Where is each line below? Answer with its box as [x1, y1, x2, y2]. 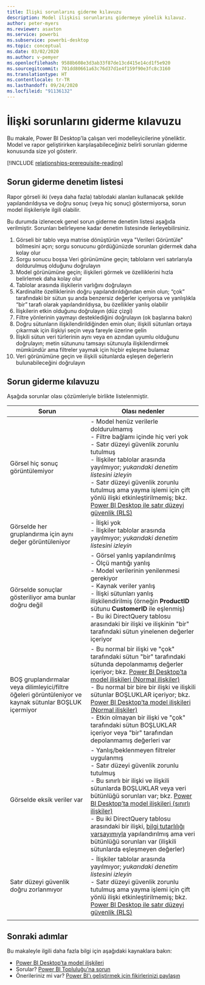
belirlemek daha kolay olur [15, 275, 82, 282]
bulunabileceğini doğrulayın [15, 359, 86, 366]
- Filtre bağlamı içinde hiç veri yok [90, 433, 189, 441]
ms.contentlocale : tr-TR [7, 77, 70, 83]
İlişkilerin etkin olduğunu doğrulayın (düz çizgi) [15, 307, 133, 314]
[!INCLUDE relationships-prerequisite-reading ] [7, 159, 123, 166]
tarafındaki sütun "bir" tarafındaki [90, 653, 186, 661]
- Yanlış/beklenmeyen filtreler [90, 746, 176, 755]
